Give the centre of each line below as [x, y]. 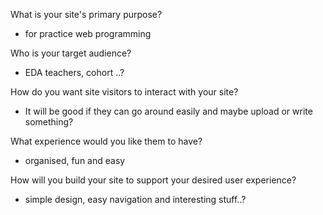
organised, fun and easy [75, 160]
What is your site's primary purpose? [86, 14]
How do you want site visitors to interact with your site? [124, 92]
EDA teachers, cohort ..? [74, 72]
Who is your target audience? [71, 53]
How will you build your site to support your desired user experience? [153, 180]
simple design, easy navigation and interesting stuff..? [135, 199]
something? [49, 122]
